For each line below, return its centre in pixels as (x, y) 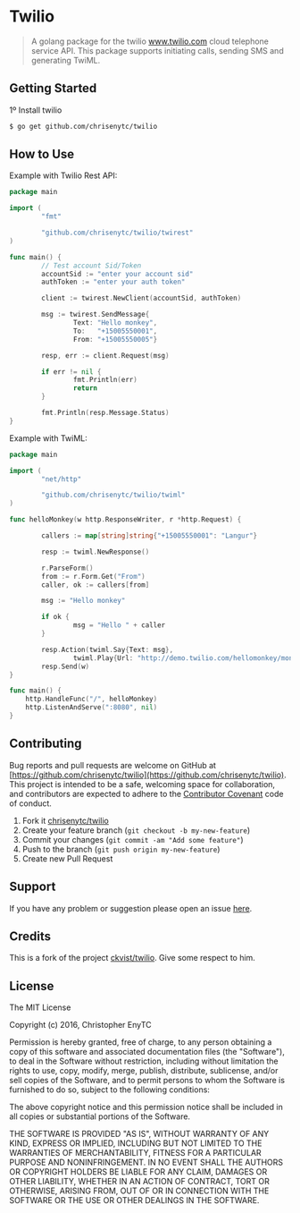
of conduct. (30, 803)
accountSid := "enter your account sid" (117, 274)
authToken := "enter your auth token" (113, 282)
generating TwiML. (66, 60)
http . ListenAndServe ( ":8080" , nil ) (92, 708)
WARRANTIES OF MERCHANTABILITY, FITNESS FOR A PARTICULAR (135, 1153)
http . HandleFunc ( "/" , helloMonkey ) (92, 700)
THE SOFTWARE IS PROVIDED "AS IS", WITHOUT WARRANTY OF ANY (139, 1134)
